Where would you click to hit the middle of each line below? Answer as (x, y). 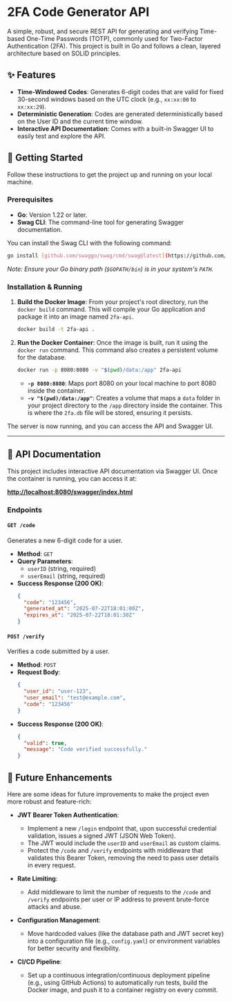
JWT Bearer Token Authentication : (68, 815)
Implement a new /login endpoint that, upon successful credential (122, 828)
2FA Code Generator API (78, 12)
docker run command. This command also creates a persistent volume (118, 350)
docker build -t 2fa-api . (56, 330)
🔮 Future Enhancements (60, 778)
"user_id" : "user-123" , (58, 691)
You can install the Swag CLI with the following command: (90, 242)
